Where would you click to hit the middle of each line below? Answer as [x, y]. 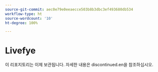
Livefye [20, 51]
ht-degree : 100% [21, 23]
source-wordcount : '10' [29, 18]
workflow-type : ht [24, 14]
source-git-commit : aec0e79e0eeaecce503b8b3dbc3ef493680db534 [69, 9]
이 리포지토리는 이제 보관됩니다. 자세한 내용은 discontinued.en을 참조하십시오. [79, 65]
